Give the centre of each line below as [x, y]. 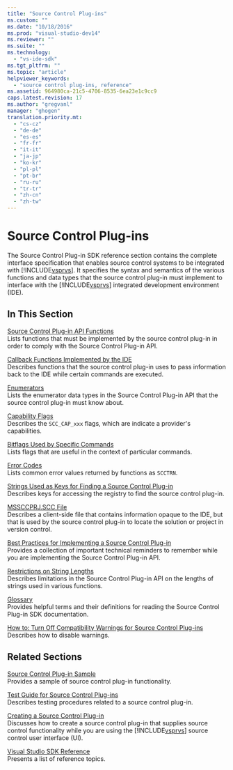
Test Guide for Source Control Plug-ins [63, 695]
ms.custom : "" [28, 20]
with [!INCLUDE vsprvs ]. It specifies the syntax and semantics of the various [116, 270]
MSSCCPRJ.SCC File [37, 507]
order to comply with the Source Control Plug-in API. [82, 346]
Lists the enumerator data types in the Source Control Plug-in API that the [113, 395]
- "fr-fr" [27, 144]
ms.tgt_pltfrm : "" [34, 66]
